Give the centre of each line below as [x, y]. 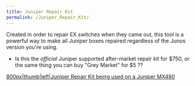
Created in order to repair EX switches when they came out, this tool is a [95, 34]
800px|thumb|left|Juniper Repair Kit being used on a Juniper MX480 [91, 76]
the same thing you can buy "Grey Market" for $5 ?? [79, 65]
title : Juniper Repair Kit [40, 12]
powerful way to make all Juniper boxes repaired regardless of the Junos [96, 41]
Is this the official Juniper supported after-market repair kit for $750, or [102, 59]
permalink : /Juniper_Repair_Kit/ [48, 17]
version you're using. [32, 47]
